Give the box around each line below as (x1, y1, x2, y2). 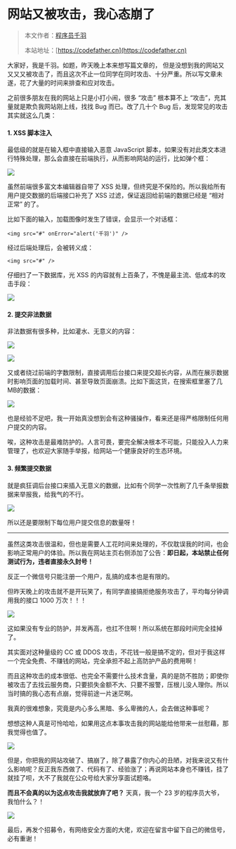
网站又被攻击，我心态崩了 (7, 6, 156, 23)
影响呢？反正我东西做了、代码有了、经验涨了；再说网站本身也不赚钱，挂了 (13, 765, 229, 773)
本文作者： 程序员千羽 (24, 31, 86, 39)
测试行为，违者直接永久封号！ (7, 557, 93, 566)
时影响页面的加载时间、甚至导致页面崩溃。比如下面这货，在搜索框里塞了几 (7, 377, 223, 385)
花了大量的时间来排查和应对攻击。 (19, 78, 118, 87)
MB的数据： (7, 386, 42, 395)
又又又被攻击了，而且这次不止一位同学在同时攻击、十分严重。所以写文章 (7, 70, 216, 78)
